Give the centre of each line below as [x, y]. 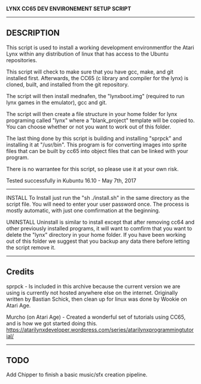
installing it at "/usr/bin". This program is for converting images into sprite [97, 144]
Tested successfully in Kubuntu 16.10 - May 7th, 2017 [71, 180]
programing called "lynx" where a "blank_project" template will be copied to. [100, 120]
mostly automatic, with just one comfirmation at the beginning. [83, 210]
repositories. [22, 60]
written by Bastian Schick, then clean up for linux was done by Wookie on [97, 299]
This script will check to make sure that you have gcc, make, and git [90, 72]
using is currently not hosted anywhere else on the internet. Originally [92, 292]
